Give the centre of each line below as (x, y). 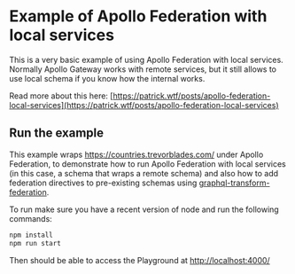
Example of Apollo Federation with (138, 16)
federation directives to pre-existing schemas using (103, 183)
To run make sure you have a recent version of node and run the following (144, 209)
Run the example (57, 133)
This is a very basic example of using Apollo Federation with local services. (146, 59)
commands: (31, 218)
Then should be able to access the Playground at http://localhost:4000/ (140, 260)
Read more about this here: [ (61, 96)
